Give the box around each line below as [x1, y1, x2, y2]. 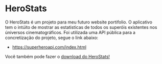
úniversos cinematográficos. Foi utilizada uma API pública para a [5, 29, 136, 35]
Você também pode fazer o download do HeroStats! [5, 53, 110, 59]
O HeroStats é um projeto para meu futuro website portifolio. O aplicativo [5, 19, 153, 25]
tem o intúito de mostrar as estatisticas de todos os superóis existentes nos [5, 24, 158, 30]
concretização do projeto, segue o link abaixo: [5, 35, 99, 41]
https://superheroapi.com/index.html [12, 44, 87, 50]
